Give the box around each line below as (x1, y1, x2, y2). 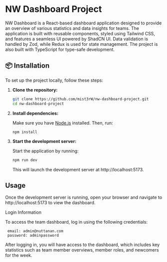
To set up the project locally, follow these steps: (5, 77, 104, 83)
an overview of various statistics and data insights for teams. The (5, 25, 140, 31)
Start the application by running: (12, 148, 79, 154)
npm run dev (12, 158, 37, 163)
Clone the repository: (12, 87, 58, 93)
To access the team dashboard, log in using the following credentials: (5, 219, 148, 225)
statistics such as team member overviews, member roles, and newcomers (5, 247, 159, 253)
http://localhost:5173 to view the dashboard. (5, 200, 96, 206)
